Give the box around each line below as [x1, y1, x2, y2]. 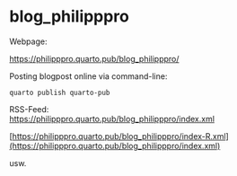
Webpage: [9, 36, 48, 47]
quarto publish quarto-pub [9, 88, 110, 97]
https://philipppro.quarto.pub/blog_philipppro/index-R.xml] [12, 130, 229, 141]
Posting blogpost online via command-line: [9, 70, 168, 82]
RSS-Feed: [9, 103, 49, 114]
